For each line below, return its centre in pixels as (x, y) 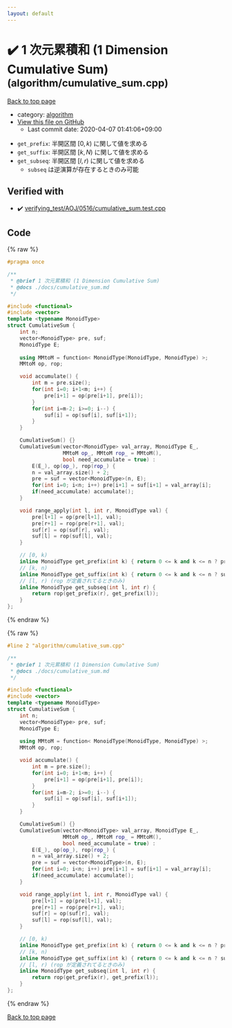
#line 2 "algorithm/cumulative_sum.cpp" (66, 646)
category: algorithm (45, 114)
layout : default (30, 13)
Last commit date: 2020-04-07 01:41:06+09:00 (95, 129)
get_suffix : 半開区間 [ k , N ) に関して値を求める (83, 152)
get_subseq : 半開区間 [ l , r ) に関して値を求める (81, 160)
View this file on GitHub (51, 122)
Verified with (36, 191)
